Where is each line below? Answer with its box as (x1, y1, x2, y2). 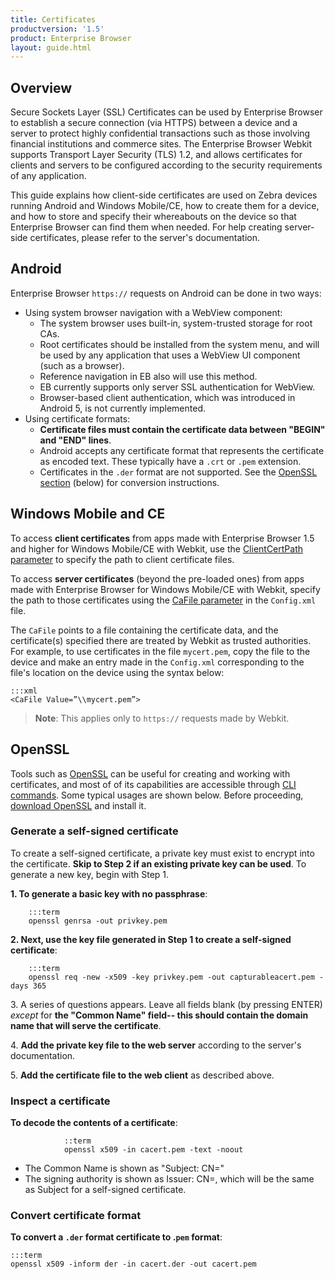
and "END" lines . (39, 434, 112, 446)
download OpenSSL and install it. (10, 799, 147, 811)
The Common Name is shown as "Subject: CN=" (24, 1162, 225, 1175)
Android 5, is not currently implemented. (39, 402, 207, 414)
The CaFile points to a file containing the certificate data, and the (10, 624, 279, 636)
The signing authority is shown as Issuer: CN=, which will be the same (24, 1173, 315, 1185)
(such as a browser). (39, 359, 125, 371)
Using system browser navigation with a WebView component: (24, 306, 283, 318)
